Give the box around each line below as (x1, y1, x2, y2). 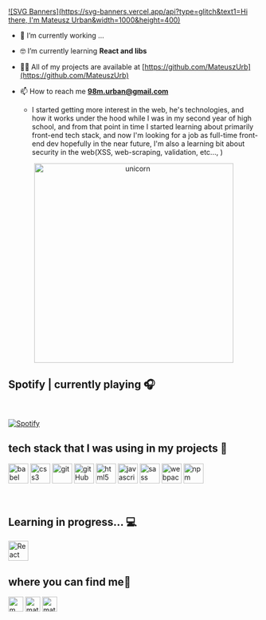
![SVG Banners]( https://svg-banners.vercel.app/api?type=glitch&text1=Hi (8, 7, 248, 16)
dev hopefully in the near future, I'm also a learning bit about (46, 139, 245, 148)
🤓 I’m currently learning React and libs (19, 46, 147, 55)
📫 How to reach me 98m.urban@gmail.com (19, 87, 169, 96)
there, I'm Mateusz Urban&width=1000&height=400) (8, 15, 181, 25)
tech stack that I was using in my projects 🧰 (8, 442, 228, 456)
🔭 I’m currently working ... (19, 31, 105, 40)
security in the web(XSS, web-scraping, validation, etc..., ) (31, 148, 223, 156)
